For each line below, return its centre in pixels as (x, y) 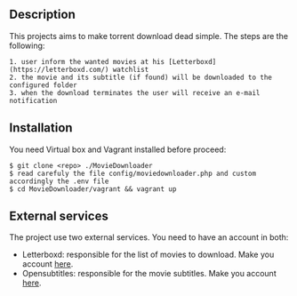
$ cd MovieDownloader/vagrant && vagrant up (93, 189)
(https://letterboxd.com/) (59, 69)
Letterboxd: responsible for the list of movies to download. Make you (148, 255)
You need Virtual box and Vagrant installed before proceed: (118, 149)
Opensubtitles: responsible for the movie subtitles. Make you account (149, 274)
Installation (41, 128)
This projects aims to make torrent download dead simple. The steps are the (149, 36)
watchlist (131, 69)
